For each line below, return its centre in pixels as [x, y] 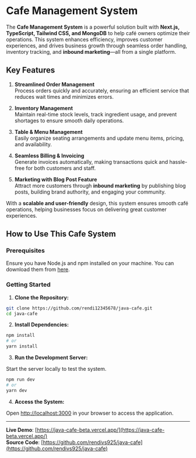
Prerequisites [25, 251]
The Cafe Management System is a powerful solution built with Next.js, [93, 27]
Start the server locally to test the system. [56, 369]
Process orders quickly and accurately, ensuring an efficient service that [102, 90]
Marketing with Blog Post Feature [56, 179]
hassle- [178, 161]
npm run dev [20, 380]
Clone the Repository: [41, 297]
